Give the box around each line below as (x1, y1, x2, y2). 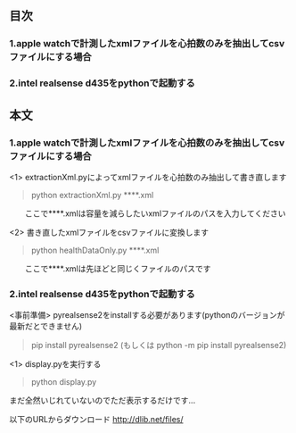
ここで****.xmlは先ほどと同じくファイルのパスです (24, 262, 211, 274)
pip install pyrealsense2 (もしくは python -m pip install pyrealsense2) (30, 340, 287, 351)
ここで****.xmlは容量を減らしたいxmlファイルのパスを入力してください (24, 208, 286, 219)
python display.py (30, 377, 97, 387)
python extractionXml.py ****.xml (30, 189, 154, 200)
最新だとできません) (9, 321, 83, 332)
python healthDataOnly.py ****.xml (30, 245, 160, 255)
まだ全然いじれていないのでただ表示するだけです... (9, 396, 196, 406)
